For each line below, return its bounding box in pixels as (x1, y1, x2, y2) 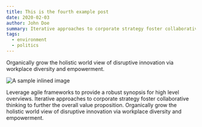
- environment (11, 37, 47, 43)
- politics (11, 43, 39, 49)
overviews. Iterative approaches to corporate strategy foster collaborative (6, 94, 189, 102)
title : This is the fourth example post (6, 8, 109, 15)
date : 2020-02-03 (6, 14, 50, 20)
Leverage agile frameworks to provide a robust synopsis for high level (6, 88, 179, 96)
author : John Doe (6, 20, 50, 26)
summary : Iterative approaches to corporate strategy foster (6, 25, 163, 32)
